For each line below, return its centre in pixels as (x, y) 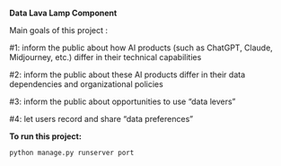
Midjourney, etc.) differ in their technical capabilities (105, 57)
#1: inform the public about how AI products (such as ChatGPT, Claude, (141, 48)
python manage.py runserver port (72, 153)
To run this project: (46, 136)
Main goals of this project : (58, 30)
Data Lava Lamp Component (63, 13)
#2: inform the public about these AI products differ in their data (127, 74)
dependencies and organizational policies (86, 84)
